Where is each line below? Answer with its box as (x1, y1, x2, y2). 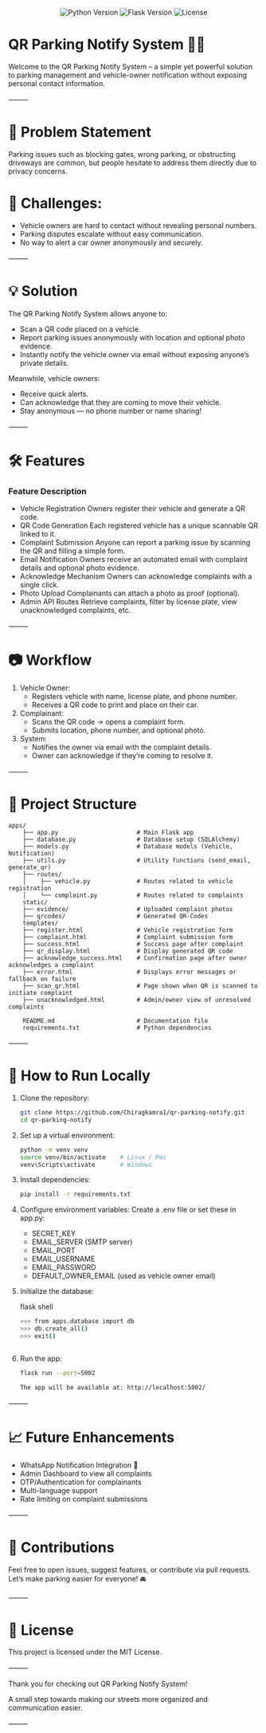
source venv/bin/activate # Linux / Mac (19, 1153, 167, 1161)
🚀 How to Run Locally (8, 1067, 151, 1085)
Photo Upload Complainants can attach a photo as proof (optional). (19, 588, 241, 598)
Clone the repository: (19, 1093, 90, 1103)
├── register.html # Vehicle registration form (22, 926, 233, 934)
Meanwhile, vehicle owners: (8, 373, 100, 383)
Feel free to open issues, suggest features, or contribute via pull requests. (8, 1565, 251, 1574)
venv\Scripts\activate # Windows (19, 1161, 153, 1169)
